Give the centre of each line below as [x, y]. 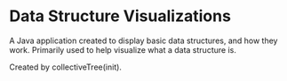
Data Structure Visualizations [120, 16]
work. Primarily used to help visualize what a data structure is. [123, 49]
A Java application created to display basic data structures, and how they [143, 40]
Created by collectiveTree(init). [66, 67]
